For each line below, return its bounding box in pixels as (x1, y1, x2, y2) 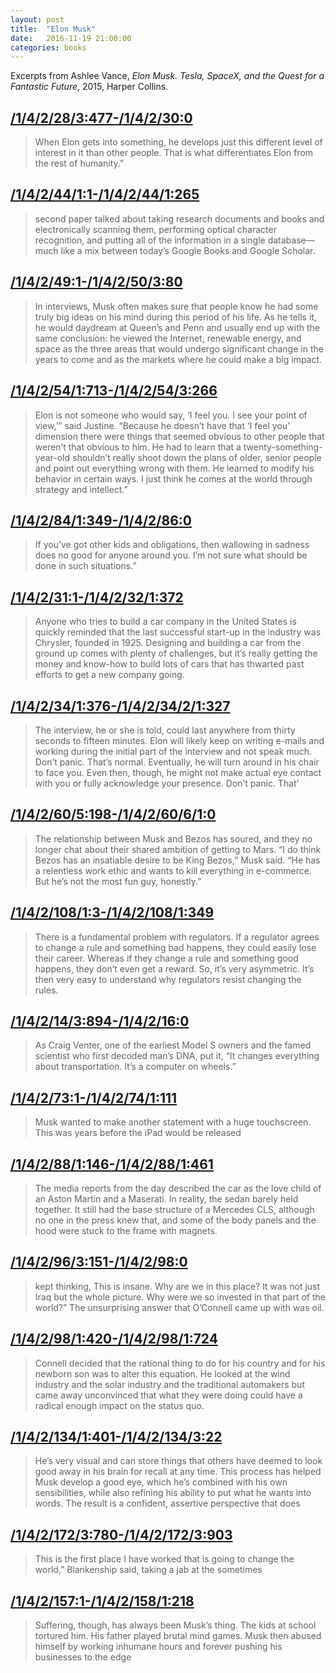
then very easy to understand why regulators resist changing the (34, 973, 302, 985)
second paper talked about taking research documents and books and (34, 212, 325, 225)
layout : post (10, 14, 65, 25)
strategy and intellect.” (34, 483, 128, 495)
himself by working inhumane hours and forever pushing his (34, 1641, 283, 1653)
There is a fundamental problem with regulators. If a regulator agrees (34, 931, 320, 943)
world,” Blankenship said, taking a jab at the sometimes (34, 1564, 263, 1576)
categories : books (10, 42, 87, 53)
